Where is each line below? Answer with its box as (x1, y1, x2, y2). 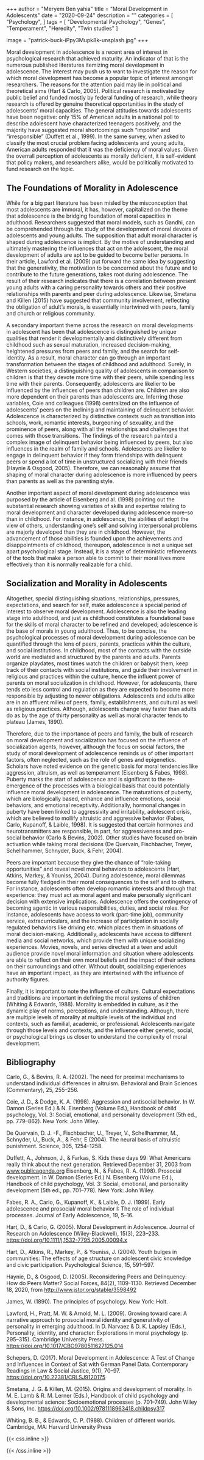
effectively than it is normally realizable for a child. (6, 561, 133, 568)
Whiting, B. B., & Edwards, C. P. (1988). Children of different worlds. (6, 1417, 176, 1424)
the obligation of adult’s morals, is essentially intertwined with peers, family (6, 303, 195, 311)
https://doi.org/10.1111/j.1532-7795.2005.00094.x (6, 1236, 128, 1244)
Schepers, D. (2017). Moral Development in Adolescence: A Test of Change (6, 1354, 195, 1362)
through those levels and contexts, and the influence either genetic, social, (6, 1027, 194, 1034)
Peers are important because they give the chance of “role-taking (6, 858, 171, 866)
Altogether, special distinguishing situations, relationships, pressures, (6, 594, 180, 602)
